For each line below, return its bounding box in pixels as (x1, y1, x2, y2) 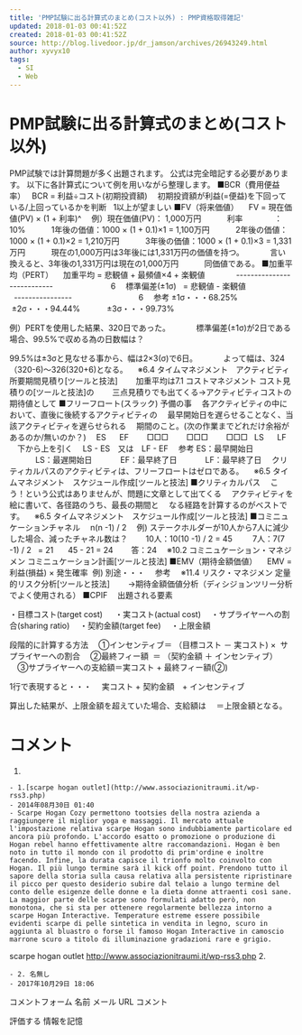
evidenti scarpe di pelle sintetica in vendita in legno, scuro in (9, 919, 269, 928)
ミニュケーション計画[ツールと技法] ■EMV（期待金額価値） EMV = (34, 556, 293, 567)
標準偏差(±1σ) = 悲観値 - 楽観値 (125, 281, 246, 291)
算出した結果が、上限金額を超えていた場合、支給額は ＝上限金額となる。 (9, 700, 288, 711)
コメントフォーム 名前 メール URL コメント (9, 996, 169, 1007)
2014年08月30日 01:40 (17, 800, 95, 809)
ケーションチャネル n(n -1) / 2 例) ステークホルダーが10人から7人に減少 (9, 522, 289, 532)
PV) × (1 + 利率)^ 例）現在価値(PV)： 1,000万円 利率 (20, 213, 243, 224)
